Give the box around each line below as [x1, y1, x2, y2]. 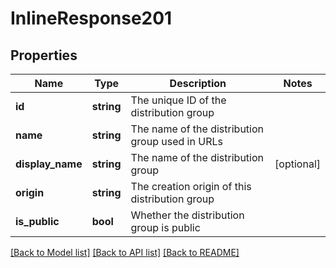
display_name [15, 157, 83, 171]
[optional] [274, 157, 321, 171]
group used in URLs [130, 135, 223, 148]
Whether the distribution [130, 208, 245, 222]
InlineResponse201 [10, 7, 173, 30]
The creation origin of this [130, 180, 252, 193]
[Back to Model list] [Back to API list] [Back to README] [10, 247, 240, 258]
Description [169, 77, 227, 90]
